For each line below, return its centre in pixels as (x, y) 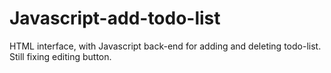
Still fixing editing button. (60, 56)
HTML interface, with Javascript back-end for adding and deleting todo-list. (165, 46)
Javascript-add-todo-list (115, 18)
